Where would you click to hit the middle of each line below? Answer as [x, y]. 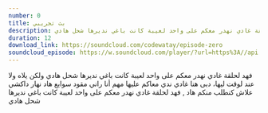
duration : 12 [30, 38]
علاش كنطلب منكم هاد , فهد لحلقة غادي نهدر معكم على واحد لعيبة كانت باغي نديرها [131, 92]
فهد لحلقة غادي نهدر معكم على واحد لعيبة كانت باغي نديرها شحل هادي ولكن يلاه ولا [130, 75]
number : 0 [25, 16]
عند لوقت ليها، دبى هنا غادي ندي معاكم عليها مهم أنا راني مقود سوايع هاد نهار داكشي [132, 84]
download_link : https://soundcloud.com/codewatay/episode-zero [116, 45]
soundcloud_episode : [43, 53]
